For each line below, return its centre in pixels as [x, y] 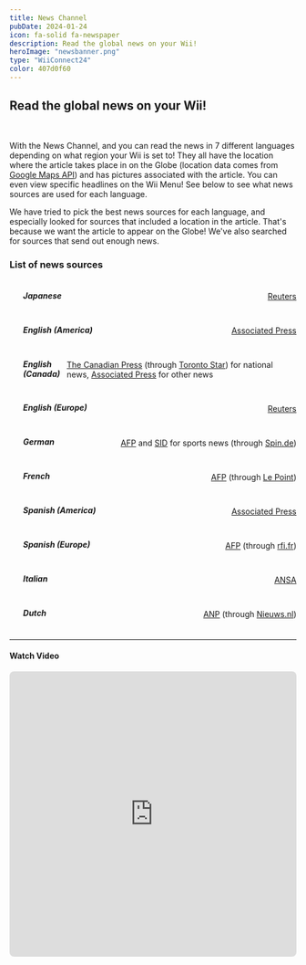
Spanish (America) [59, 510]
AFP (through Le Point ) [254, 477]
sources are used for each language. [78, 194]
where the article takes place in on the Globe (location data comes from [144, 164]
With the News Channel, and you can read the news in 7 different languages [152, 145]
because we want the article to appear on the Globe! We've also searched [148, 231]
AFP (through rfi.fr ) [261, 546]
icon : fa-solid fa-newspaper [65, 35]
